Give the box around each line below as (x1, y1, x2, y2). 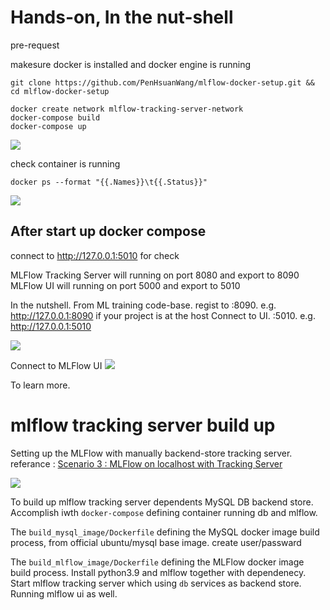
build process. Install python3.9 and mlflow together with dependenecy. (10, 566, 307, 578)
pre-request (10, 39, 60, 51)
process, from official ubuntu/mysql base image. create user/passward (10, 536, 302, 548)
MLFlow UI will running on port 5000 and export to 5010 (10, 279, 241, 291)
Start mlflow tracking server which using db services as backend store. (10, 577, 302, 589)
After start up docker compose (10, 223, 207, 240)
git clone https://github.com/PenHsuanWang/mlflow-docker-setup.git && (10, 77, 315, 88)
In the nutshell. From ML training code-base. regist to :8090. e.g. (10, 299, 277, 311)
